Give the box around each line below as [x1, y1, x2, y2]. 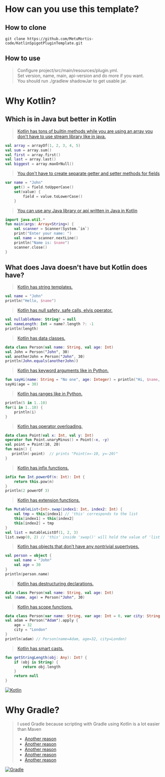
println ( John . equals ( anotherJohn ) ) [5, 358, 79, 363]
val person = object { [5, 553, 52, 558]
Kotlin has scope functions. [17, 604, 73, 610]
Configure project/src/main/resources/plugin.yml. [17, 67, 119, 73]
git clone [5, 36, 26, 41]
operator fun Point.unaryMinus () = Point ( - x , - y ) [5, 437, 110, 442]
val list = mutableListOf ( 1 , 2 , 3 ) [5, 530, 79, 535]
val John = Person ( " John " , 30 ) [5, 349, 70, 354]
